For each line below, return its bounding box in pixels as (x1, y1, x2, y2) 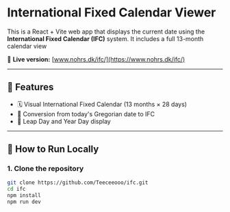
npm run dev (7, 198, 41, 206)
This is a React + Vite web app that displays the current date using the (7, 27, 205, 36)
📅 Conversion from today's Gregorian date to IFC (16, 109, 155, 118)
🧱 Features (7, 81, 54, 93)
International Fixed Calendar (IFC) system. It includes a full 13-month (7, 34, 204, 42)
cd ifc (7, 186, 26, 193)
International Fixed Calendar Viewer (7, 5, 216, 21)
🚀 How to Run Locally (7, 144, 99, 155)
